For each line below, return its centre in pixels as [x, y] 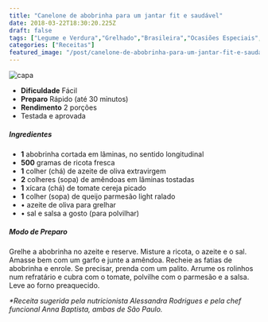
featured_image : [36, 52]
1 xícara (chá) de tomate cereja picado [83, 188]
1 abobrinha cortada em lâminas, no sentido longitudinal [112, 154]
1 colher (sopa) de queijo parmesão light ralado [98, 196]
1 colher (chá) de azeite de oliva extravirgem [93, 171]
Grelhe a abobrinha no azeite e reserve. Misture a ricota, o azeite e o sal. [128, 251]
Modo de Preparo [39, 231]
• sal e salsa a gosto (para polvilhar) [80, 213]
